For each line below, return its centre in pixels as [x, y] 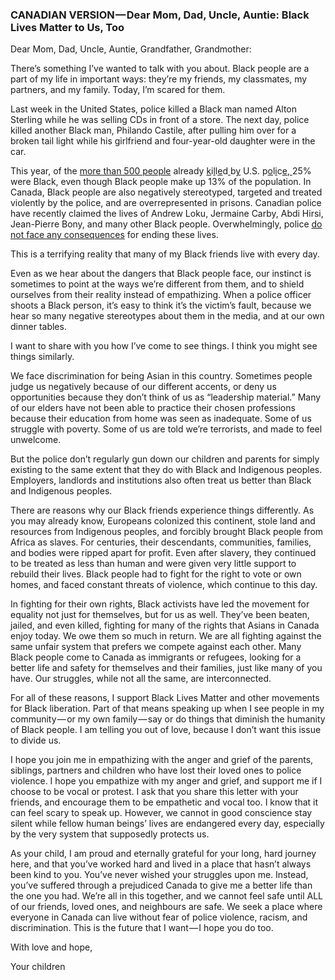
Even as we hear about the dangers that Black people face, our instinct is [161, 274]
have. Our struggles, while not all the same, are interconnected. [141, 679]
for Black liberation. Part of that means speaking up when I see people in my [167, 709]
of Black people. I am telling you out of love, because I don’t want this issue [166, 730]
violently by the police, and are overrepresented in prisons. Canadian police [166, 203]
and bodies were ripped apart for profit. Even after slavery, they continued [163, 553]
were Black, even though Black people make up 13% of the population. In [161, 182]
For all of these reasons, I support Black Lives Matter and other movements [165, 698]
